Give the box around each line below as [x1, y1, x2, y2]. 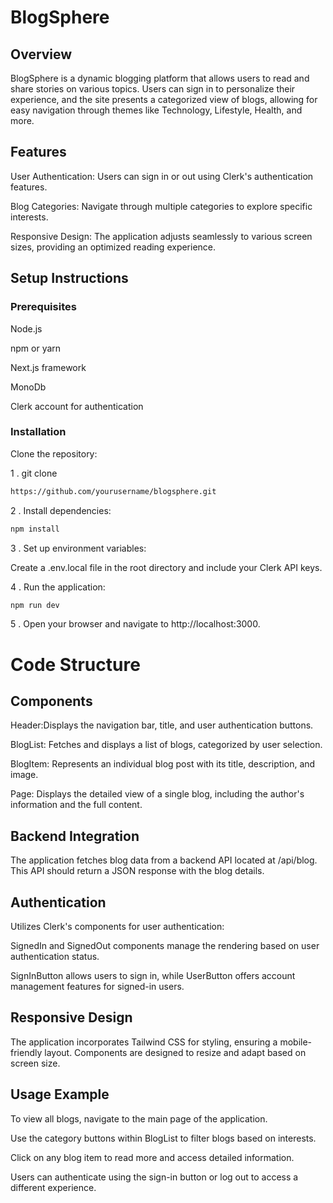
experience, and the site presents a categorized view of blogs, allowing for [10, 94, 318, 105]
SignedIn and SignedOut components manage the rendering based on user [10, 940, 320, 952]
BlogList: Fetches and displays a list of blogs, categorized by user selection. [10, 739, 323, 751]
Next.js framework [10, 361, 87, 373]
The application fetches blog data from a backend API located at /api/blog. [10, 854, 318, 866]
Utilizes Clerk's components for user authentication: [10, 921, 225, 933]
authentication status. [10, 951, 100, 963]
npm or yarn [10, 342, 62, 354]
